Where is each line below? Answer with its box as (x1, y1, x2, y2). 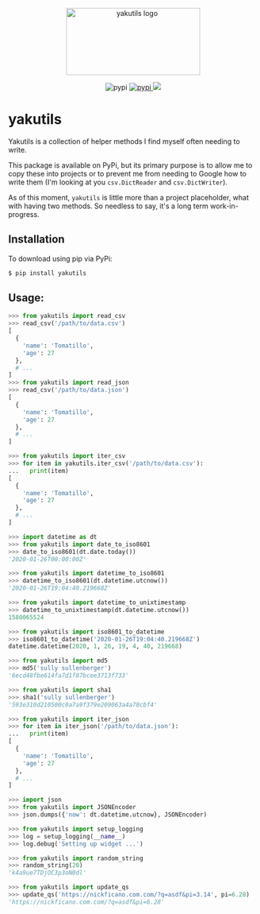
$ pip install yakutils (8, 269, 87, 277)
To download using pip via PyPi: (8, 254, 113, 263)
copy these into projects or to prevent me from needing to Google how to (8, 168, 247, 178)
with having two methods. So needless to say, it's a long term (8, 201, 208, 211)
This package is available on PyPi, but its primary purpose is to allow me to (8, 160, 253, 170)
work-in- (209, 201, 239, 211)
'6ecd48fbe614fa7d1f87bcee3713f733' (8, 672, 129, 680)
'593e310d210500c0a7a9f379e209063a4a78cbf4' (8, 700, 158, 709)
